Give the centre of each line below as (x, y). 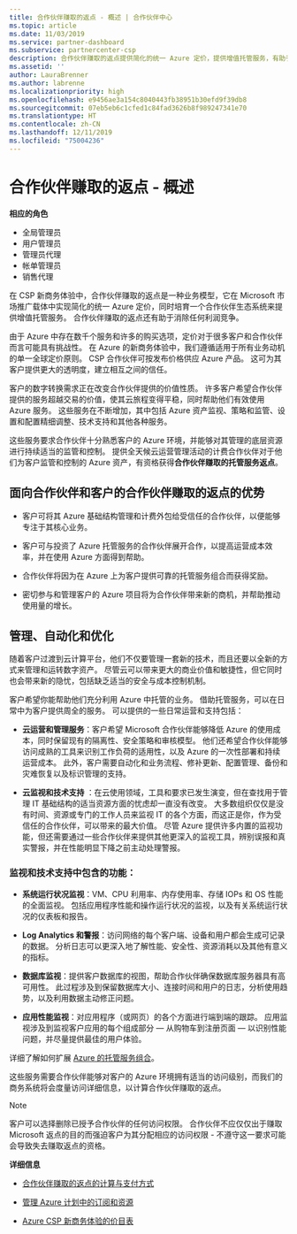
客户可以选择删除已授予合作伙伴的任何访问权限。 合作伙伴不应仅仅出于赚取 (146, 1123)
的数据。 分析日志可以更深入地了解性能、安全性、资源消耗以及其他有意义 (155, 946)
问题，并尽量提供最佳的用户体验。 (84, 1039)
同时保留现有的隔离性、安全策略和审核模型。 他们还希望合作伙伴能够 (163, 740)
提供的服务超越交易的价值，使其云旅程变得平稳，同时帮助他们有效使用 (137, 399)
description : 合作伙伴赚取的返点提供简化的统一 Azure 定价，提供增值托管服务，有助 (147, 58)
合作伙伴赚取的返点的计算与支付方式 (88, 1183)
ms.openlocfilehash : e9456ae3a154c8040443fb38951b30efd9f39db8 (128, 100)
